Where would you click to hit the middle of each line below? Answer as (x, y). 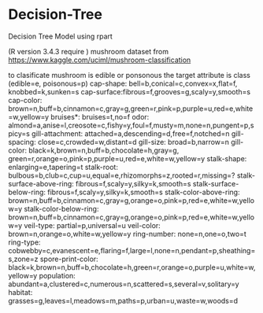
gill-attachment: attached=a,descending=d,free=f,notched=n (130, 133)
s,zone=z (23, 259)
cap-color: (25, 100)
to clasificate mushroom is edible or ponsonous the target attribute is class (129, 75)
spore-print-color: (69, 259)
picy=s (19, 133)
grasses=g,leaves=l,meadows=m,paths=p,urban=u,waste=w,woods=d (123, 300)
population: (57, 275)
